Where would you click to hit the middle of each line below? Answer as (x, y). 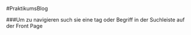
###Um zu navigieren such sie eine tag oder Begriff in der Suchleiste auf (95, 20)
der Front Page (24, 26)
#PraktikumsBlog (27, 8)
